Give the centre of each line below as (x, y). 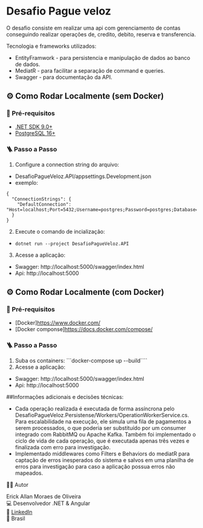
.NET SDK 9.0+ (34, 127)
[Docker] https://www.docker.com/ (58, 323)
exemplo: (26, 182)
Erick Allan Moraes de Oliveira (44, 496)
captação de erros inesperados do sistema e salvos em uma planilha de (104, 460)
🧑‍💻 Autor (18, 484)
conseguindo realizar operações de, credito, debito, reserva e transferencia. (101, 34)
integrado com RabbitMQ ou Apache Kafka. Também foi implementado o (105, 434)
